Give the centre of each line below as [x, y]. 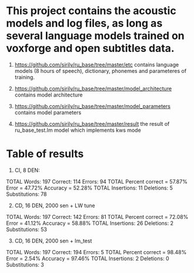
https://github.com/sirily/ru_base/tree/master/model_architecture [93, 88]
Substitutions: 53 [27, 229]
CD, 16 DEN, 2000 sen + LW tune [55, 205]
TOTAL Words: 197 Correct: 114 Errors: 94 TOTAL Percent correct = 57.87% [97, 181]
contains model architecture [48, 95]
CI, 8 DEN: [27, 170]
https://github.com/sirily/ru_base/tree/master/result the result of [92, 124]
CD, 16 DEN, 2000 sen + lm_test [53, 241]
